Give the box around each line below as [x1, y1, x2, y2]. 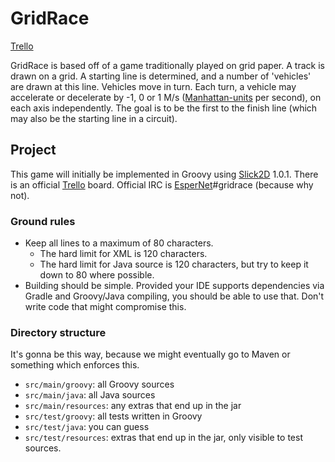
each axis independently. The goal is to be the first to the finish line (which [10, 102, 318, 114]
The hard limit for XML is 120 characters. [39, 248, 208, 260]
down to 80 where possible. [39, 269, 155, 281]
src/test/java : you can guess [24, 421, 150, 433]
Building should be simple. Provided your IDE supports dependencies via [24, 280, 325, 292]
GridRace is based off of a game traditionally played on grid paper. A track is [10, 59, 325, 71]
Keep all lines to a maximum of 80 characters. [24, 237, 214, 249]
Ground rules [10, 214, 76, 228]
